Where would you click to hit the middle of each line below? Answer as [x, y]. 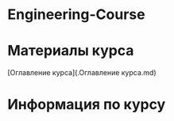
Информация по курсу [87, 105]
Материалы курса [71, 51]
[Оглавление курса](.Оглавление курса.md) [82, 73]
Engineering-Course [76, 15]
